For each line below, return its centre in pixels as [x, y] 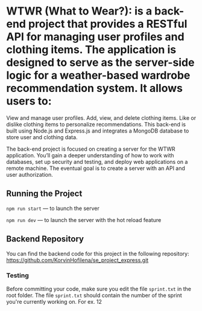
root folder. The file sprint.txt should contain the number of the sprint [94, 295]
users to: [29, 101]
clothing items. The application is [91, 50]
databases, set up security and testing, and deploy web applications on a [97, 162]
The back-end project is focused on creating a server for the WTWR [91, 149]
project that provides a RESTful [108, 24]
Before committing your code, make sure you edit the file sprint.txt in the [99, 289]
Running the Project [44, 194]
